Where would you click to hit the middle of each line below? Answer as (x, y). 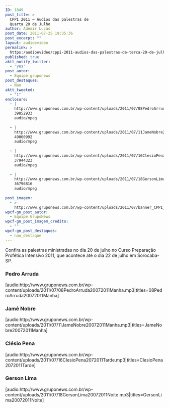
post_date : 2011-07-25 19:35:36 (39, 33)
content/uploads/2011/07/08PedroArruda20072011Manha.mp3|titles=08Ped (84, 290)
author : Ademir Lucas (28, 29)
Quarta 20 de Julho (30, 24)
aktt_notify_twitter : (28, 62)
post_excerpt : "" (23, 38)
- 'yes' (18, 66)
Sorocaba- (148, 255)
